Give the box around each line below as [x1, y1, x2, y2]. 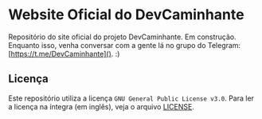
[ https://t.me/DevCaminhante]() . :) [8, 49, 120, 58]
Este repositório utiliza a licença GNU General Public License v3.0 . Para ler [8, 93, 255, 103]
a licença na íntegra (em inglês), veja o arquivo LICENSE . [8, 101, 195, 111]
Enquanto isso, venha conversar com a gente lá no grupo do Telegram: [8, 40, 241, 50]
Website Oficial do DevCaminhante [8, 6, 244, 24]
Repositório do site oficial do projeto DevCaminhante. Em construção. [8, 32, 237, 42]
